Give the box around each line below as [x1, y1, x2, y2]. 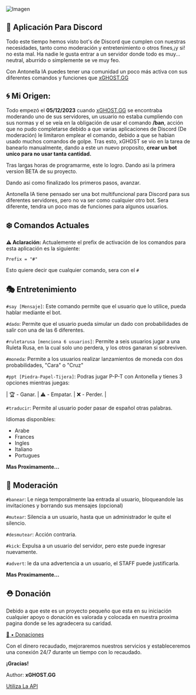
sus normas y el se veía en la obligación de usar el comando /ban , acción [6, 119, 183, 126]
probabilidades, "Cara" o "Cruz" [6, 362, 84, 369]
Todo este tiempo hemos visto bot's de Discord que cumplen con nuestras [6, 38, 186, 45]
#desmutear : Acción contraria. [6, 531, 77, 538]
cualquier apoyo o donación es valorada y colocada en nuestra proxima [6, 613, 178, 620]
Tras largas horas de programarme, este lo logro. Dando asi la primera [6, 161, 176, 168]
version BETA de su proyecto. [6, 167, 78, 175]
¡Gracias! [6, 660, 29, 667]
